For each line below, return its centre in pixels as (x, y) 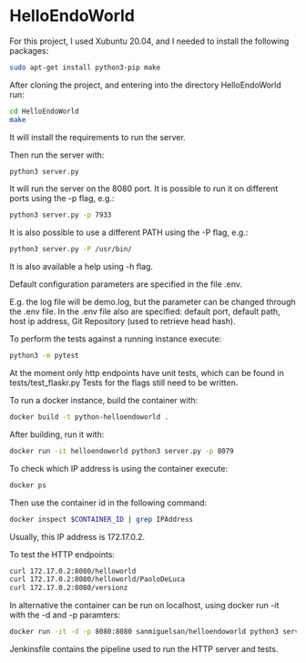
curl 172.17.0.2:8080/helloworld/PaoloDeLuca (97, 579)
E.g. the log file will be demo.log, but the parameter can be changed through (153, 302)
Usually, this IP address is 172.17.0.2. (77, 536)
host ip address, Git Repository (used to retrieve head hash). (122, 321)
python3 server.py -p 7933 (61, 215)
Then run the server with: (57, 155)
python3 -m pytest (44, 356)
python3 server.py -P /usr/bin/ (71, 250)
